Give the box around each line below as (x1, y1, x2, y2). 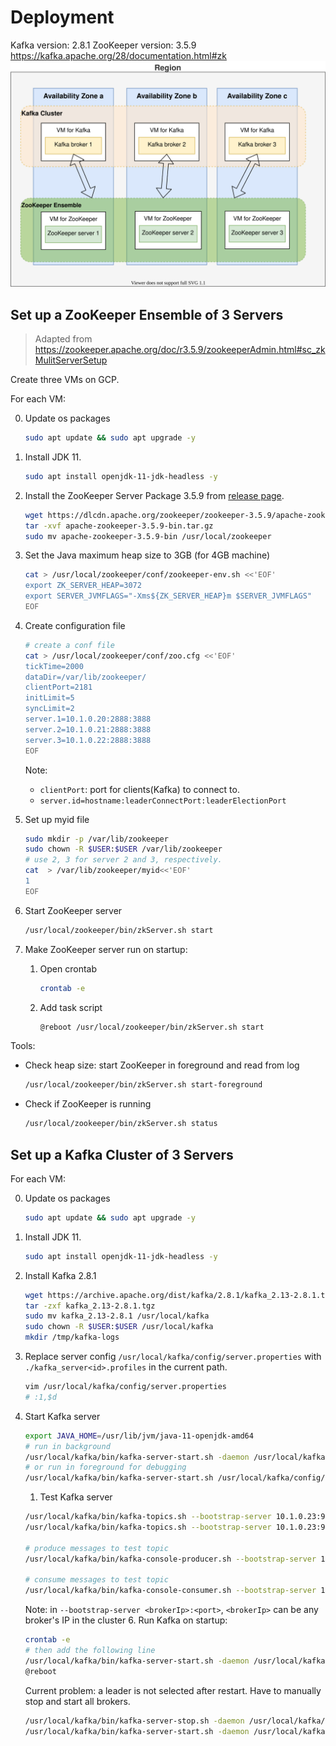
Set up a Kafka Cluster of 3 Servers (10, 1146, 234, 1163)
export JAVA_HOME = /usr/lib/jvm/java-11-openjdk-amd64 (24, 1431, 254, 1441)
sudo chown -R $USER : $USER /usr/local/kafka (24, 1322, 214, 1332)
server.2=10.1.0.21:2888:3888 (24, 724, 152, 735)
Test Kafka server (39, 1491, 113, 1503)
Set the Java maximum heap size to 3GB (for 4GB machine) (24, 549, 271, 561)
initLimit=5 (24, 693, 75, 703)
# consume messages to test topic (24, 1575, 169, 1585)
